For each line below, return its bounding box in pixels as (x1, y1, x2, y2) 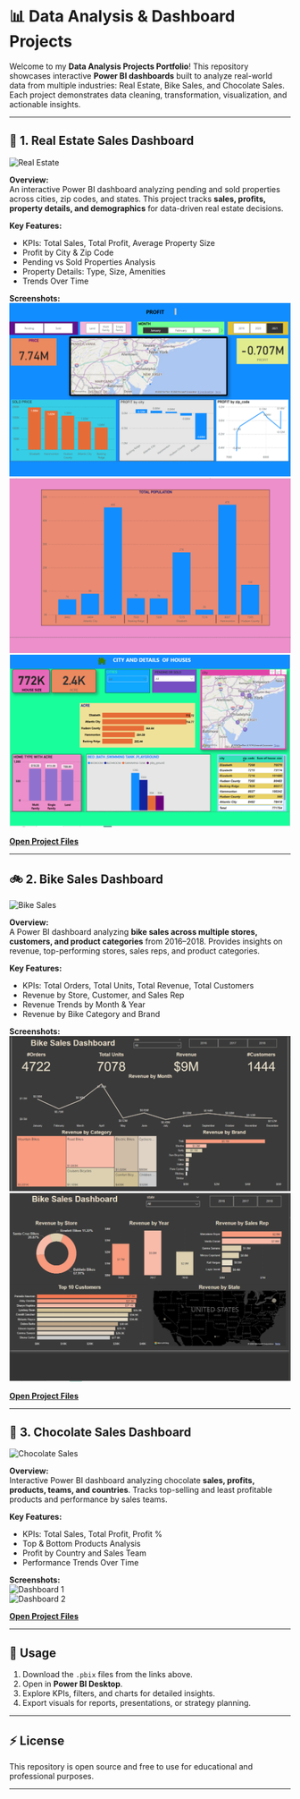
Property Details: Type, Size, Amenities (21, 266, 167, 276)
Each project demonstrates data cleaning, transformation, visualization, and (9, 89, 287, 100)
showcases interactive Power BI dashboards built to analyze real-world (9, 70, 273, 81)
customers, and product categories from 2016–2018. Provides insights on (9, 936, 283, 947)
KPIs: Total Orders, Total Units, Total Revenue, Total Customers (21, 980, 254, 991)
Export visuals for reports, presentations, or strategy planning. (21, 1698, 252, 1709)
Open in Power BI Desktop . (21, 1678, 123, 1690)
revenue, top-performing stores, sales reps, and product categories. (9, 946, 261, 956)
